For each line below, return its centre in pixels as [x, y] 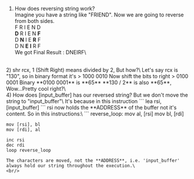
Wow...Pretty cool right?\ [36, 89]
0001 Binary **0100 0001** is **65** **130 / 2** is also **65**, [89, 82]
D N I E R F [28, 40]
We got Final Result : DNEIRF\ [50, 52]
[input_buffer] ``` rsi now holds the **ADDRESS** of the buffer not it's [91, 107]
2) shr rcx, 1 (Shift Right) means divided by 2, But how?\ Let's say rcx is [92, 70]
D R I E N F [28, 34]
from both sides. [34, 21]
